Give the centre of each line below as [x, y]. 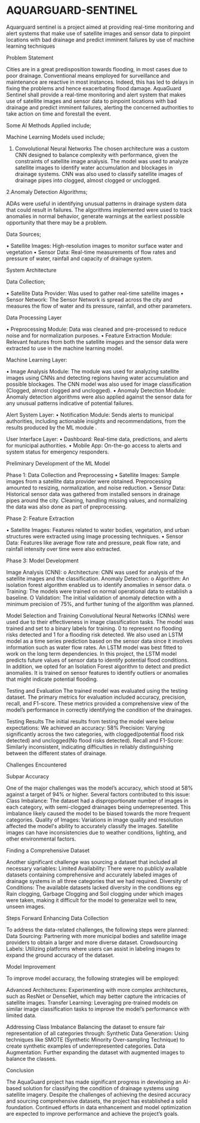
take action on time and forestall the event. [59, 114]
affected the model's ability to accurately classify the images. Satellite [92, 826]
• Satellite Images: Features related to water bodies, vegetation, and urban [98, 529]
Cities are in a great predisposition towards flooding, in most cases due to [97, 69]
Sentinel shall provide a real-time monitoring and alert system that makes [96, 95]
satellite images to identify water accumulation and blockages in [94, 168]
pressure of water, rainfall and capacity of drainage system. [80, 258]
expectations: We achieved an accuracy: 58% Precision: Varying [86, 728]
